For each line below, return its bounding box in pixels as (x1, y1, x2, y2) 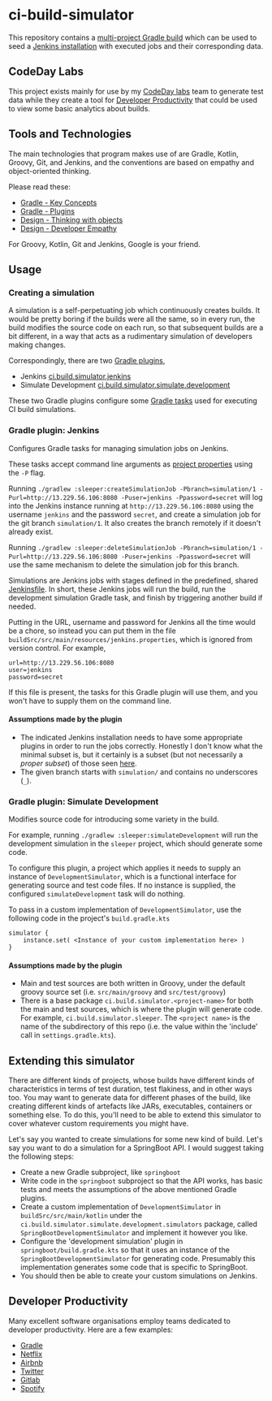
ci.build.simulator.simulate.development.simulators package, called (19, 1219, 258, 1229)
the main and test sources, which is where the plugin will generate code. (19, 1004, 263, 1014)
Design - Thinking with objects (19, 215, 123, 224)
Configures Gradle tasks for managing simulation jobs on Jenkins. (8, 443, 229, 453)
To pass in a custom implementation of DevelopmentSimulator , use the (8, 904, 242, 915)
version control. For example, (8, 643, 106, 653)
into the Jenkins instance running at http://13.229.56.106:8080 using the (8, 501, 254, 510)
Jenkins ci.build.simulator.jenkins (19, 371, 132, 381)
